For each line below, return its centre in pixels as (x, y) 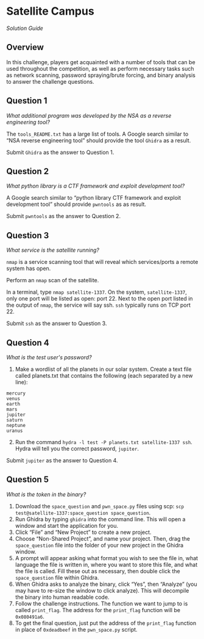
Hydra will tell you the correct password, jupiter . (77, 448)
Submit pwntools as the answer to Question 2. (63, 216)
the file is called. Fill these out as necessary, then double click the (98, 571)
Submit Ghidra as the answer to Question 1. (60, 152)
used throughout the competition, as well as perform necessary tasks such (100, 68)
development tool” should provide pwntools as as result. (76, 204)
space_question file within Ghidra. (57, 577)
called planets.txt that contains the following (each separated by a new (104, 376)
